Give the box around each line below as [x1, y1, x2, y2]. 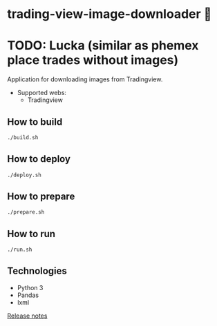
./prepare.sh [7, 209, 45, 216]
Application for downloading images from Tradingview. [7, 75, 163, 83]
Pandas [17, 291, 39, 299]
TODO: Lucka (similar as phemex [7, 38, 199, 54]
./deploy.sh [7, 172, 41, 179]
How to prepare [7, 190, 75, 202]
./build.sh [7, 134, 39, 141]
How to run [7, 227, 56, 240]
